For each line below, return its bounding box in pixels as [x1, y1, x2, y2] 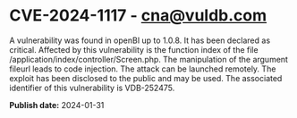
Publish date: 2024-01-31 [9, 99, 105, 110]
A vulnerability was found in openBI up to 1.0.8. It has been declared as [9, 35, 271, 46]
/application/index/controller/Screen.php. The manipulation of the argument [9, 54, 289, 64]
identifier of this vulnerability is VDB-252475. [9, 82, 175, 93]
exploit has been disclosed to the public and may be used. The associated [9, 72, 283, 83]
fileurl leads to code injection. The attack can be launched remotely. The [9, 63, 276, 74]
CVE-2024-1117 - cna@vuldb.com [9, 5, 267, 26]
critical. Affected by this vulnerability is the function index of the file [9, 44, 259, 55]
